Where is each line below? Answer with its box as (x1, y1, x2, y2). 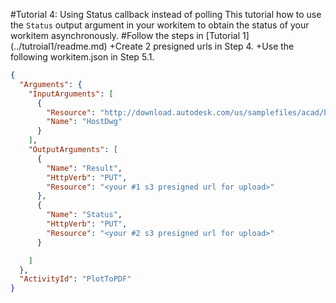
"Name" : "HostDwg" (46, 117, 123, 127)
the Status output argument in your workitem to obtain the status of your (10, 19, 310, 31)
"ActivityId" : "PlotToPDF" (19, 274, 132, 284)
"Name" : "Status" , (46, 210, 123, 220)
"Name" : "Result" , (46, 163, 123, 173)
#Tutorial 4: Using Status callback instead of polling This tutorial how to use (10, 9, 322, 20)
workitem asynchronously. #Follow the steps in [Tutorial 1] (10, 30, 250, 41)
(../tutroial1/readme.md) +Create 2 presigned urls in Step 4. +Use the (10, 40, 295, 52)
